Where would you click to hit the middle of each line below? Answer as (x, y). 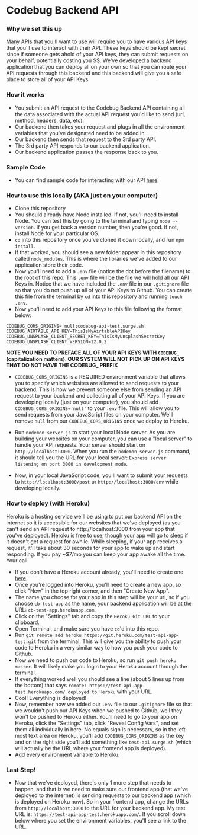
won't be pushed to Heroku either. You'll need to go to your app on (96, 716)
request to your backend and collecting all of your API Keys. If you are (100, 396)
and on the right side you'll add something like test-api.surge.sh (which (103, 742)
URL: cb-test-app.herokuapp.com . (55, 610)
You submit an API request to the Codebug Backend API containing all (100, 108)
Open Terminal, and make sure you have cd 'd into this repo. (87, 628)
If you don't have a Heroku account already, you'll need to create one (99, 572)
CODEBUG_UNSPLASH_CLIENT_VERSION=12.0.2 (57, 342)
